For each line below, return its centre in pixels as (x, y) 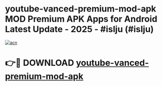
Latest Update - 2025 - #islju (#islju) (80, 29)
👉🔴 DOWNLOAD (40, 63)
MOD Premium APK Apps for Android (81, 19)
